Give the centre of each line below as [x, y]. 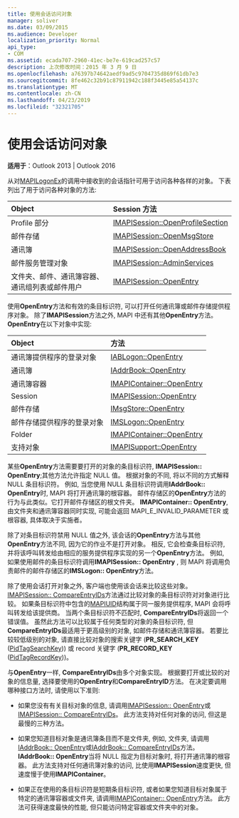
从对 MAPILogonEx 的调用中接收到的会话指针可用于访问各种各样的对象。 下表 [119, 181]
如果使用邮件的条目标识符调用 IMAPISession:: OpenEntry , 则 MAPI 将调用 [116, 562]
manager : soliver [33, 21]
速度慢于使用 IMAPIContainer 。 [64, 774]
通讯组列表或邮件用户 [47, 287]
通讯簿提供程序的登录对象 [54, 357]
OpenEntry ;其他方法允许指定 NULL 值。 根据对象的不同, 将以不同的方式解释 [118, 475]
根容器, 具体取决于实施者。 [47, 520]
